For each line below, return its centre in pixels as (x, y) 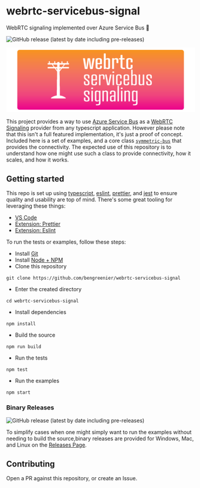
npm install (21, 324)
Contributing (31, 464)
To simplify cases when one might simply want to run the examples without (99, 432)
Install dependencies (41, 312)
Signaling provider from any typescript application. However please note (96, 128)
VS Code (26, 218)
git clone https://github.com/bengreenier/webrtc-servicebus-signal (93, 278)
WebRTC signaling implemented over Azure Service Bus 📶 (78, 28)
